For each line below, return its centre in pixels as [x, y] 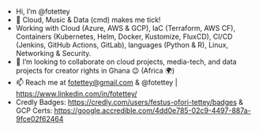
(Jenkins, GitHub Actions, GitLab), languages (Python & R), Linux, [122, 45]
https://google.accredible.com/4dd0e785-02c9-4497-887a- [152, 110]
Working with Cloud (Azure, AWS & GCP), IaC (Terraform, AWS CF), [125, 28]
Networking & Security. [53, 53]
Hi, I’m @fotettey [43, 11]
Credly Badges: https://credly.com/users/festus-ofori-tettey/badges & [129, 102]
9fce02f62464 [39, 119]
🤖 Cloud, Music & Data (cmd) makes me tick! [88, 20]
